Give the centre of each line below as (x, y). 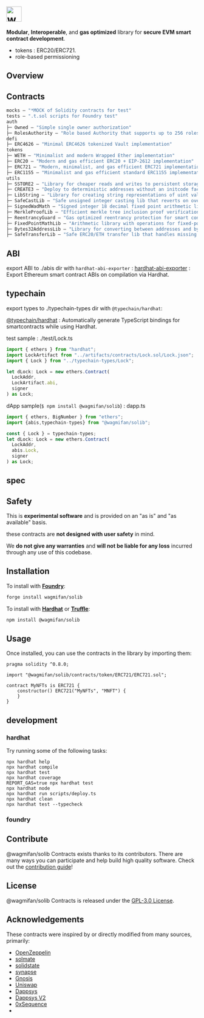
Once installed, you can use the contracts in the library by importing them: (99, 653)
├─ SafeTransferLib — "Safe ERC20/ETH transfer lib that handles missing (102, 235)
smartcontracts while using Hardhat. (52, 326)
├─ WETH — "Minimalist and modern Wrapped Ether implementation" (90, 156)
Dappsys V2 (30, 997)
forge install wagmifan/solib (45, 597)
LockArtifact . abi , (35, 383)
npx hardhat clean (29, 799)
